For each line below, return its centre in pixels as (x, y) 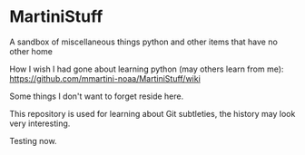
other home (31, 51)
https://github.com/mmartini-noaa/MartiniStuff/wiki (105, 78)
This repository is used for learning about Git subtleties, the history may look (152, 113)
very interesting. (40, 123)
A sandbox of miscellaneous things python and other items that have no (144, 42)
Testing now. (33, 140)
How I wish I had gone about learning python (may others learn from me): (147, 69)
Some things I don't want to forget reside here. (97, 96)
